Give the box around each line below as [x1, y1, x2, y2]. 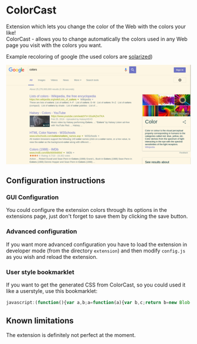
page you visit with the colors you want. [6, 42, 103, 49]
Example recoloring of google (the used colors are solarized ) [6, 53, 153, 60]
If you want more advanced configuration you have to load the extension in [6, 241, 188, 248]
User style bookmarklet [6, 268, 74, 276]
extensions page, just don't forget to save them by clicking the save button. [6, 213, 188, 220]
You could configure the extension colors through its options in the [6, 207, 167, 214]
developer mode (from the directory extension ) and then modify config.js [6, 247, 186, 254]
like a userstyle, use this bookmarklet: [6, 287, 98, 294]
